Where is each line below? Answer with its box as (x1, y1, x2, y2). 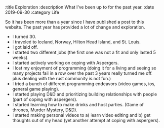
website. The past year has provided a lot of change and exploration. (5, 24, 145, 30)
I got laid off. (12, 44, 38, 50)
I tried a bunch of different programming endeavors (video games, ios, (12, 81, 156, 87)
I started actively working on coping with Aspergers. (12, 60, 119, 65)
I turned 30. (12, 34, 36, 39)
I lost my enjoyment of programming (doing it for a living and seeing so (12, 65, 157, 71)
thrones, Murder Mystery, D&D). (12, 107, 78, 113)
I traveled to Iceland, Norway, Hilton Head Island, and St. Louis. (12, 39, 141, 45)
